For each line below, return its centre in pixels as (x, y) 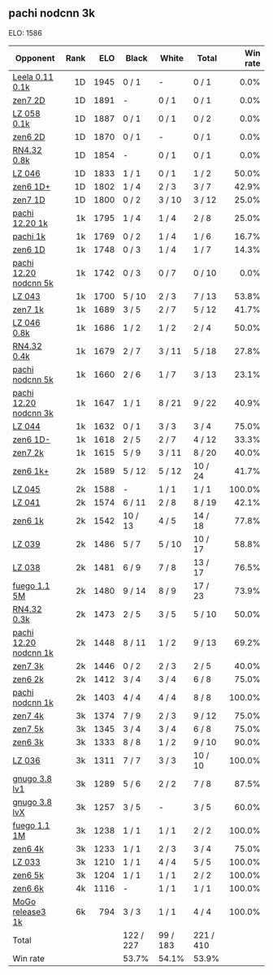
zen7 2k (28, 453)
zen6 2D (29, 136)
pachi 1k (29, 236)
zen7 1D (29, 200)
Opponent (35, 58)
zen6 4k (28, 848)
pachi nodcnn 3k (52, 13)
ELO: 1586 (25, 32)
